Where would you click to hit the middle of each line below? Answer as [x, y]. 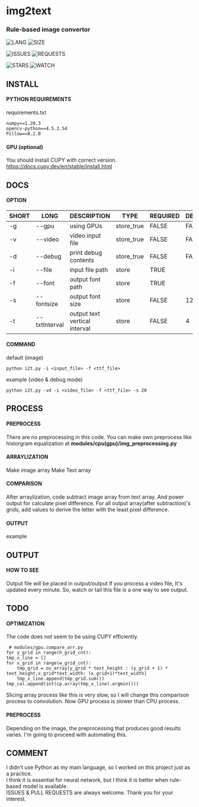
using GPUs [86, 226]
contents [82, 260]
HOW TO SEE [23, 570]
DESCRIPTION [90, 216]
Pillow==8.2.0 [24, 134]
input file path [89, 270]
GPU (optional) [25, 147]
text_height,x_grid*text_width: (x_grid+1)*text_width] [76, 674]
